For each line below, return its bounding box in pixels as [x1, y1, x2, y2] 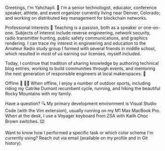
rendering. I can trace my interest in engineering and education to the [5, 40, 146, 46]
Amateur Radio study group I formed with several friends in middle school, [5, 46, 156, 51]
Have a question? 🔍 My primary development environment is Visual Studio [5, 101, 157, 106]
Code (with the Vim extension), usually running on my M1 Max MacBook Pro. [5, 108, 161, 113]
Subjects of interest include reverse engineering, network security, [15, 30, 151, 35]
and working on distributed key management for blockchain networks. [5, 15, 148, 21]
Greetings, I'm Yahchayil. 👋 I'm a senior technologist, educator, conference [5, 5, 157, 10]
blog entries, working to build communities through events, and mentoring [5, 65, 156, 71]
